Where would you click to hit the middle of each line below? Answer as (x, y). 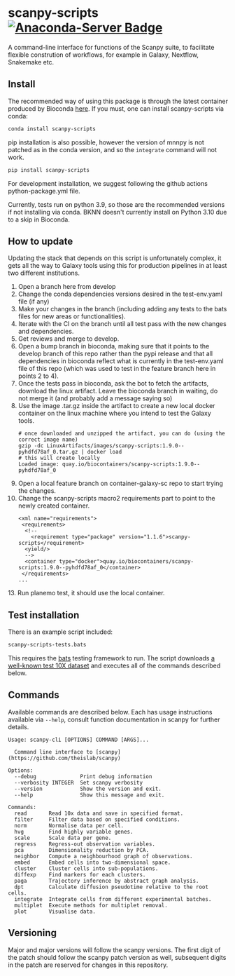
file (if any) (34, 301)
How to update (41, 241)
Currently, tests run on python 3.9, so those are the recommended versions (116, 204)
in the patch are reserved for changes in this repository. (88, 965)
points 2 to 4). (38, 376)
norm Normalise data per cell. (69, 825)
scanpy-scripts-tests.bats (47, 645)
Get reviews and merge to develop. (69, 339)
